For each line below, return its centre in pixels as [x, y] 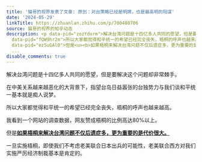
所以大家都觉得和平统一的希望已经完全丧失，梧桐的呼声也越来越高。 [90, 107]
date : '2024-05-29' [31, 17]
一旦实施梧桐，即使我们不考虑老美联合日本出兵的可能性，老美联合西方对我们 [101, 145]
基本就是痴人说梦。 [35, 94]
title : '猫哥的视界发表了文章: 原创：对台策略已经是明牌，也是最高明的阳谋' [90, 12]
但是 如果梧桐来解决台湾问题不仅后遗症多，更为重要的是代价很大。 [88, 133]
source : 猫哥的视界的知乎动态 [40, 28]
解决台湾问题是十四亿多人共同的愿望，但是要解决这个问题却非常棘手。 [93, 74]
